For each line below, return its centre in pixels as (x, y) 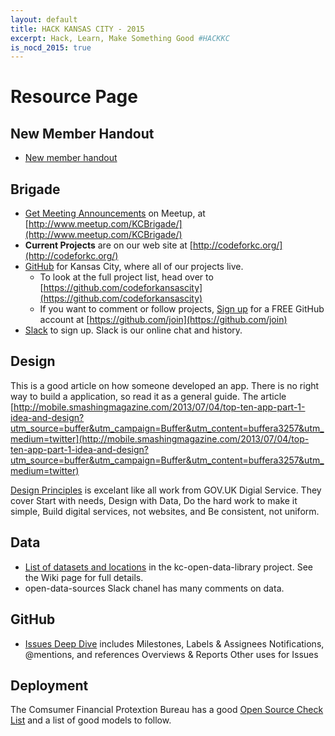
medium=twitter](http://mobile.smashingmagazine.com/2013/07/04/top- (160, 438)
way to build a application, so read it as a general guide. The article (148, 396)
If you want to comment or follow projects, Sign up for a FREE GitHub (182, 309)
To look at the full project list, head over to (126, 277)
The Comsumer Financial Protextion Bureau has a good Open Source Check (167, 710)
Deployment (49, 685)
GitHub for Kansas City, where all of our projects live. (134, 267)
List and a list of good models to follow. (91, 720)
